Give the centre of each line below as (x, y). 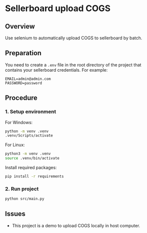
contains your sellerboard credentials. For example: (57, 70)
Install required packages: (31, 167)
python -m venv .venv (27, 131)
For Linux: (15, 145)
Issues (15, 214)
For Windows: (19, 122)
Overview (20, 26)
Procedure (21, 98)
